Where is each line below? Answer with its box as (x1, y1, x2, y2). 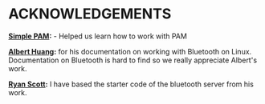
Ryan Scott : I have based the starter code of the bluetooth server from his (8, 79, 255, 89)
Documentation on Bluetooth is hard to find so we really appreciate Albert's (8, 55, 258, 65)
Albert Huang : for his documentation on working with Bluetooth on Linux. (8, 46, 252, 56)
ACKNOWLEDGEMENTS (8, 5, 172, 23)
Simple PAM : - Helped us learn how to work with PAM (8, 31, 187, 41)
